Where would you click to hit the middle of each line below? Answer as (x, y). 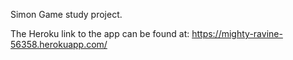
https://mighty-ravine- (237, 33)
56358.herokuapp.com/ (59, 44)
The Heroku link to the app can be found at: (100, 33)
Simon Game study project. (66, 14)
